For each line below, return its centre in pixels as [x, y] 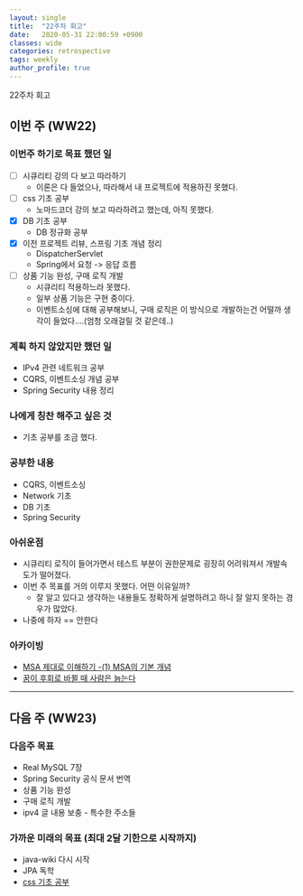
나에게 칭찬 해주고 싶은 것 [61, 416]
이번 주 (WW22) [53, 126]
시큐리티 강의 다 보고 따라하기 [74, 175]
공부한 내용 [32, 463]
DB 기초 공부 [45, 220]
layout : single [38, 18]
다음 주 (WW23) [53, 718]
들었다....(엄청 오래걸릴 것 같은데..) [113, 321]
